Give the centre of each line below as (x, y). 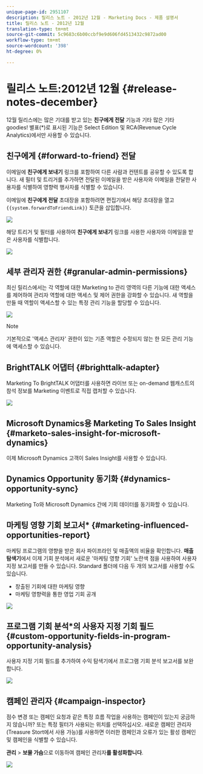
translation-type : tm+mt (38, 29)
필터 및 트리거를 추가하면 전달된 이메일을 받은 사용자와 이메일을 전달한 (108, 179)
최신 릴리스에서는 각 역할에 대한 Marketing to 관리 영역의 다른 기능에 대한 (93, 288)
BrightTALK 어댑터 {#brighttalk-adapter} (83, 368)
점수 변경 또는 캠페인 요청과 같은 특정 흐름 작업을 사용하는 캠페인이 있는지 (93, 717)
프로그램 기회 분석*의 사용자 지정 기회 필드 (80, 626)
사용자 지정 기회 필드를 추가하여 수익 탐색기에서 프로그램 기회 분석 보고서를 (95, 661)
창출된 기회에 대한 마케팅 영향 (50, 586)
